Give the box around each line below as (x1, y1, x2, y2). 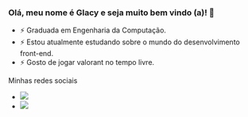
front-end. (19, 49, 54, 58)
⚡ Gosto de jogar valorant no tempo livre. (19, 58, 155, 67)
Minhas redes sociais (8, 76, 78, 85)
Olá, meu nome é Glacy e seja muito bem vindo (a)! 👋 (8, 7, 215, 18)
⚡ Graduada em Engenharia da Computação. (19, 25, 167, 35)
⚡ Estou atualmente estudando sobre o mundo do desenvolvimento (19, 37, 240, 47)
